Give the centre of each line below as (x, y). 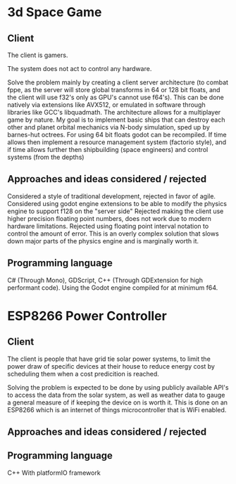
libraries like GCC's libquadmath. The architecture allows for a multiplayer (114, 112)
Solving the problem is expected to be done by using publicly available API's (118, 387)
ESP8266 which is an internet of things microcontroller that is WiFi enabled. (117, 409)
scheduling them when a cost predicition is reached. (83, 374)
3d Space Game (55, 12)
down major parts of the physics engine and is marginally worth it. (103, 241)
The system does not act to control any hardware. (80, 69)
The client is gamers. (38, 55)
